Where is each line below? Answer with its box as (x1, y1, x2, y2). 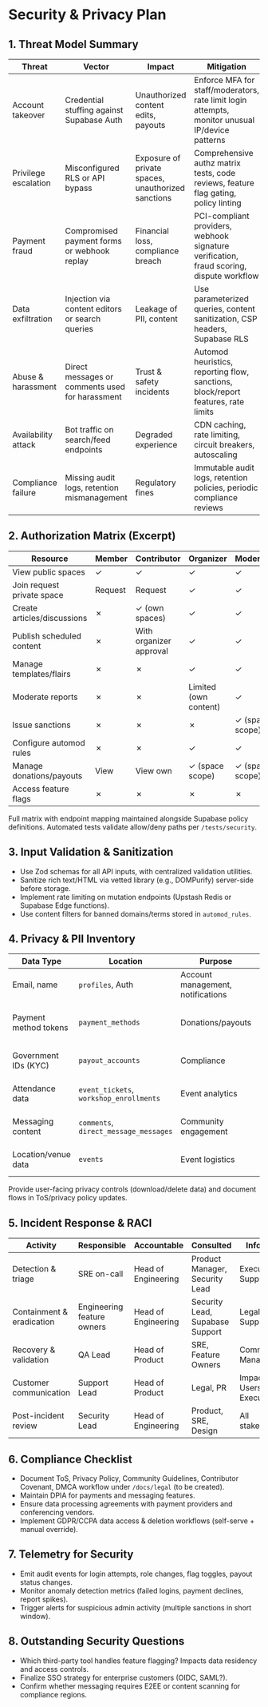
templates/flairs (12, 668, 71, 679)
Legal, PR (191, 1383, 227, 1394)
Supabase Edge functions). (19, 901, 110, 910)
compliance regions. (19, 1689, 88, 1699)
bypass (65, 182, 93, 193)
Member (94, 553, 128, 564)
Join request (12, 579, 60, 591)
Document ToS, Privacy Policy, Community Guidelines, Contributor (19, 1474, 239, 1483)
